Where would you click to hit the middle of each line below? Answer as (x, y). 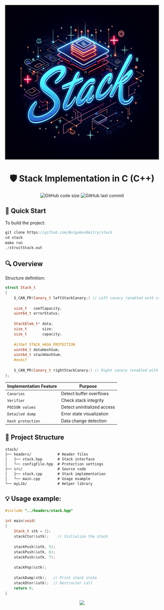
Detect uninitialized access (88, 407)
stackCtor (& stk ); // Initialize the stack (61, 536)
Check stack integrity (82, 400)
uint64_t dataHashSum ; (37, 350)
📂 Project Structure (35, 438)
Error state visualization (85, 414)
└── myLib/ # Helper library (49, 483)
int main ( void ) (20, 521)
